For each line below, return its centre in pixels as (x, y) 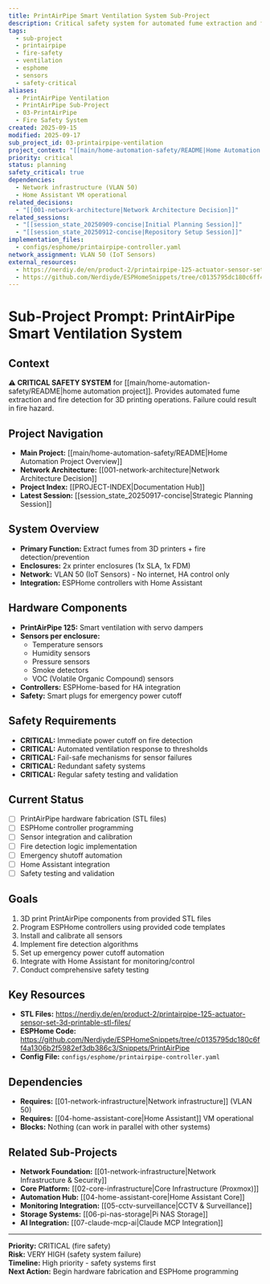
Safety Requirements (62, 721)
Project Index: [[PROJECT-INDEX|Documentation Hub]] (112, 487)
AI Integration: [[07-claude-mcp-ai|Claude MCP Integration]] (121, 1223)
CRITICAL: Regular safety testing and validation (99, 774)
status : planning (37, 165)
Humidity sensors (61, 653)
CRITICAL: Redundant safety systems (83, 766)
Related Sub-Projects (63, 1152)
